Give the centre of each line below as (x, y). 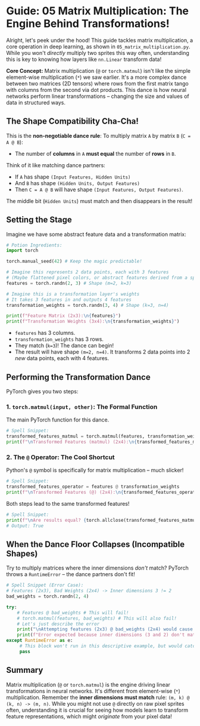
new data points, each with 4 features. (62, 358)
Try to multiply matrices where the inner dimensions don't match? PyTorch (97, 568)
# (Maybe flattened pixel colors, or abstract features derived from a (97, 278)
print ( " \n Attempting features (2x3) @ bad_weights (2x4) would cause (105, 629)
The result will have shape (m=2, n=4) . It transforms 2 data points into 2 (102, 352)
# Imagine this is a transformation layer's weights (73, 294)
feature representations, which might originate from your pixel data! (89, 716)
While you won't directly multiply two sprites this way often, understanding (98, 53)
